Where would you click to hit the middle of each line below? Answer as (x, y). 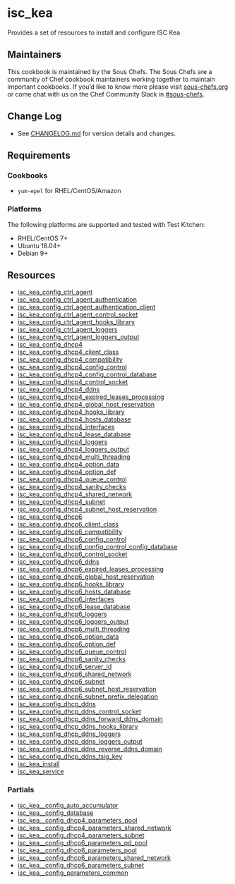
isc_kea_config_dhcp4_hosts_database (74, 419)
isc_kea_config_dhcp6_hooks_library (71, 584)
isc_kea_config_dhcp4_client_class (68, 352)
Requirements (39, 155)
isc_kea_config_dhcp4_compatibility (70, 360)
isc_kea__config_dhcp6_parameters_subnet (81, 865)
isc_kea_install (38, 764)
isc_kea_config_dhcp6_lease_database (74, 607)
